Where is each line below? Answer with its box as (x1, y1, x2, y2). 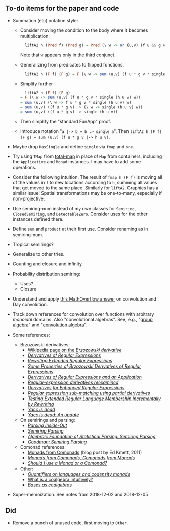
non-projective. (12, 195, 45, 202)
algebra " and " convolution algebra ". (12, 322, 88, 328)
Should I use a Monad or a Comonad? (27, 460, 107, 466)
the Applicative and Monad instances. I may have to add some (12, 158, 141, 164)
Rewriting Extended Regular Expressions (27, 357, 113, 363)
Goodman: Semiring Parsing (27, 439, 87, 445)
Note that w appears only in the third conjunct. (20, 52, 116, 58)
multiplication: (20, 32, 50, 39)
